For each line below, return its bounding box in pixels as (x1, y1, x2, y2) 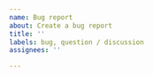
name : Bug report (9, 12, 73, 22)
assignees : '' (9, 46, 62, 55)
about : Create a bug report (9, 21, 113, 30)
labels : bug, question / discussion (9, 37, 144, 47)
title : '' (9, 29, 46, 38)
